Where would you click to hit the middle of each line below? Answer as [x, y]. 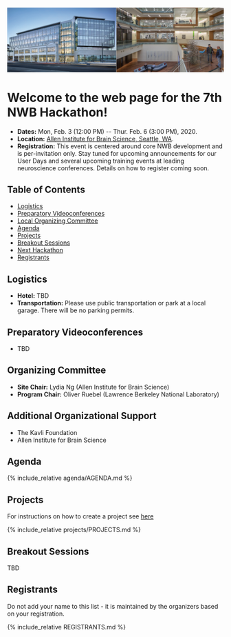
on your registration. [36, 614]
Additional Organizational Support [82, 416]
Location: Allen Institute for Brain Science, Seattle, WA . [95, 139]
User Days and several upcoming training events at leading [100, 161]
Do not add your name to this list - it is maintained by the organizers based [113, 606]
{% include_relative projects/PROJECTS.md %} [74, 530]
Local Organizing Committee [57, 221]
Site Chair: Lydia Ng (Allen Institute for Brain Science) [93, 387]
